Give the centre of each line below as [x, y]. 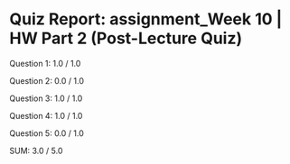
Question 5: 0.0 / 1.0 [47, 133]
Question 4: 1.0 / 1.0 [46, 115]
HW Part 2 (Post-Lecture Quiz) [126, 38]
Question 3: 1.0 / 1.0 [46, 98]
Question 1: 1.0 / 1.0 [45, 63]
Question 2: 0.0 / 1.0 [47, 80]
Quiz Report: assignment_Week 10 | [146, 19]
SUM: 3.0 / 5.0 [36, 150]
